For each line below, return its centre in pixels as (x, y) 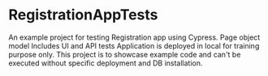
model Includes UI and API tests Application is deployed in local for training (134, 45)
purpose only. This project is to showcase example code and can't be (125, 54)
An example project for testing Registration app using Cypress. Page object (134, 37)
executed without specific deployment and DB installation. (106, 63)
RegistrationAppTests (83, 15)
